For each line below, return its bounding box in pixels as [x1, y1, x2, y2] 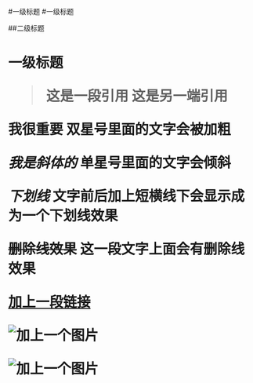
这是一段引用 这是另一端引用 [45, 87, 229, 105]
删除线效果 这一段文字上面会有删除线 [8, 240, 245, 258]
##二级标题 [8, 24, 45, 33]
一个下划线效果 [22, 207, 119, 225]
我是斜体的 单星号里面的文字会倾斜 [8, 154, 231, 172]
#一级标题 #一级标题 [8, 7, 74, 16]
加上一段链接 [8, 294, 92, 312]
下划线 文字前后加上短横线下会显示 [8, 188, 231, 206]
